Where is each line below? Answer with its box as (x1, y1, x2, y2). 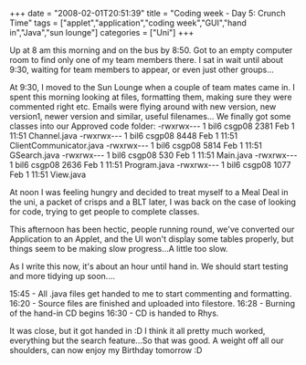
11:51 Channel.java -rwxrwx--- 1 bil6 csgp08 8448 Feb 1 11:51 (9, 130, 238, 141)
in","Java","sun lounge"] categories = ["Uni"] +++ (9, 27, 195, 37)
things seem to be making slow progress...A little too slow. (9, 244, 228, 254)
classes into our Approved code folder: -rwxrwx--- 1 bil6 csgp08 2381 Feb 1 (9, 120, 295, 131)
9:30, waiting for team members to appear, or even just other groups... (9, 64, 274, 75)
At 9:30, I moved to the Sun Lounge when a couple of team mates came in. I (9, 82, 295, 92)
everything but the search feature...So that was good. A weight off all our (9, 335, 284, 346)
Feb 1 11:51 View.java (9, 169, 87, 180)
